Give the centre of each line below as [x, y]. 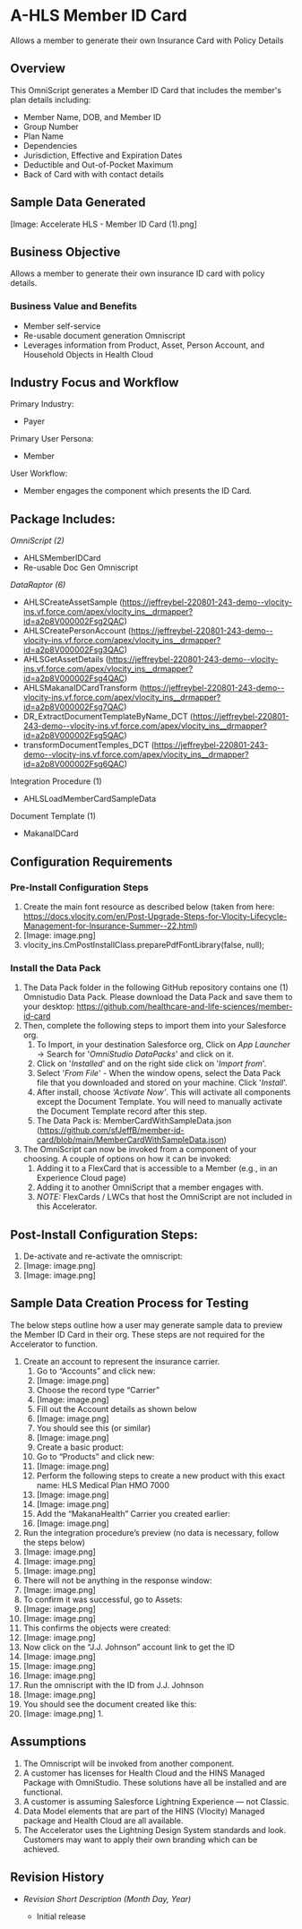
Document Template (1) [53, 816]
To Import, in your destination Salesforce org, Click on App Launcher [163, 1045]
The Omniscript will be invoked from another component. [129, 1763]
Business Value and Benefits [74, 306]
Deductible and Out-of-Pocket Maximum [98, 164]
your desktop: [49, 1007]
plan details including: [51, 99]
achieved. [41, 1849]
